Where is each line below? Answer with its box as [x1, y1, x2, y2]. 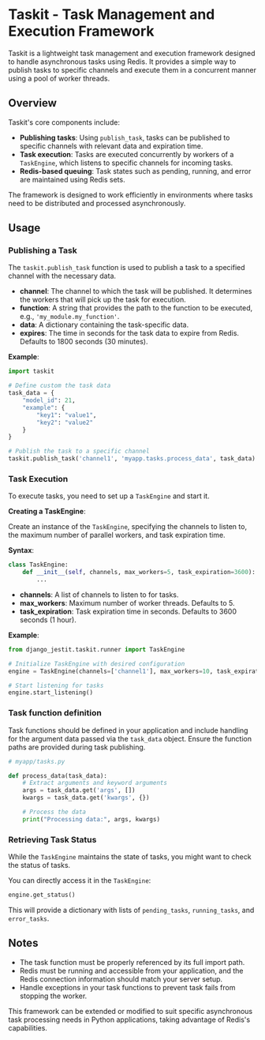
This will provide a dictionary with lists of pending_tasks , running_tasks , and [8, 905, 255, 914]
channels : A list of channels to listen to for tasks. [19, 590, 179, 599]
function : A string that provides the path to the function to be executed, [19, 303, 253, 313]
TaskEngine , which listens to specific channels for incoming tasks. [19, 158, 233, 167]
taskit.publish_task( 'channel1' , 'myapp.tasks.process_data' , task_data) [8, 455, 256, 463]
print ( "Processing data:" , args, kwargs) [22, 815, 160, 823]
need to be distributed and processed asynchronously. [8, 198, 186, 208]
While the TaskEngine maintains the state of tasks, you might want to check [8, 852, 252, 862]
